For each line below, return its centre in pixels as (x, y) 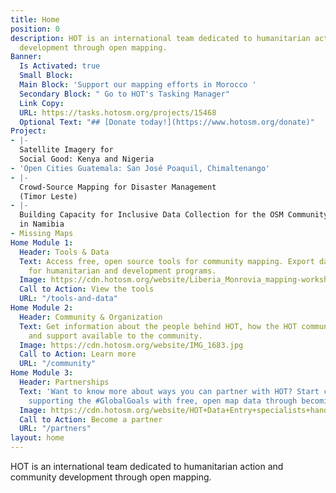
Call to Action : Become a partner (91, 419)
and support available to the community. (115, 336)
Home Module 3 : (42, 373)
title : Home (35, 19)
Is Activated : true (60, 66)
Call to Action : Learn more (78, 354)
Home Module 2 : (42, 308)
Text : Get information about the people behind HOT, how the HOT (158, 326)
